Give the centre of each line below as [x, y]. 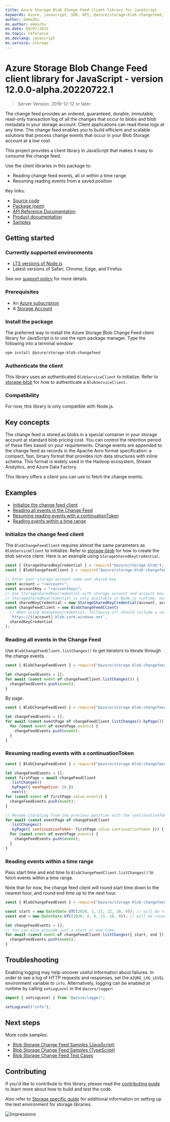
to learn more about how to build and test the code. [59, 1089]
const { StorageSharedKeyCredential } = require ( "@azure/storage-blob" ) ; [85, 566]
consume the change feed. [33, 156]
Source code [26, 201]
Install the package [29, 321]
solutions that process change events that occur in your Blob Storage [77, 135]
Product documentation [37, 217]
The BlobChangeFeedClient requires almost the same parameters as [75, 545]
